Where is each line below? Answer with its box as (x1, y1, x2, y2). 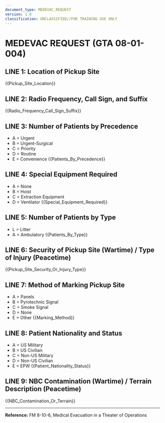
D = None (12, 309, 32, 315)
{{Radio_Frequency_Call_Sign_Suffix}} (5, 108, 82, 114)
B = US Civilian (12, 347, 43, 353)
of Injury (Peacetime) (5, 254, 71, 262)
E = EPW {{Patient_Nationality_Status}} (12, 363, 91, 369)
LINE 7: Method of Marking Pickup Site (5, 281, 125, 289)
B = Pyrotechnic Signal (12, 299, 59, 305)
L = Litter (12, 226, 31, 232)
